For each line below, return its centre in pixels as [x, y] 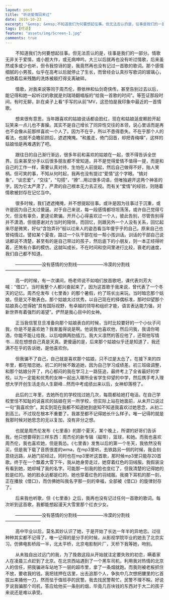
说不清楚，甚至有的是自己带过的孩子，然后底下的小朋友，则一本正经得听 [89, 241]
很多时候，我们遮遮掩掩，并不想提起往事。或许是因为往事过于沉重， [86, 203]
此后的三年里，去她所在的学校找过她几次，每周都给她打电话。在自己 [86, 395]
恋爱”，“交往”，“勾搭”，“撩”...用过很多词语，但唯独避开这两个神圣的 [93, 180]
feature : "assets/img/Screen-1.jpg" [44, 33]
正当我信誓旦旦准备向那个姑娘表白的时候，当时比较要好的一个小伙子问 [88, 322]
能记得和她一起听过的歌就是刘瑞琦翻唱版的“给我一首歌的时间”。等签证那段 [82, 95]
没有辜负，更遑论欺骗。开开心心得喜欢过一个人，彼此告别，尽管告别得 [91, 215]
